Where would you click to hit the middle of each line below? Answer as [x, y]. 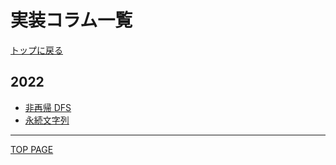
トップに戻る [36, 50]
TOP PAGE [32, 149]
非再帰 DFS [48, 107]
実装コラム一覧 [71, 20]
